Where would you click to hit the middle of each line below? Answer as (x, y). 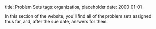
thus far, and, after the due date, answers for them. (56, 22)
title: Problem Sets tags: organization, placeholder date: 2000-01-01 (74, 7)
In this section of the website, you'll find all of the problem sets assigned (78, 16)
